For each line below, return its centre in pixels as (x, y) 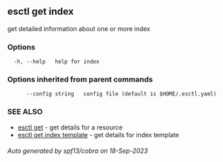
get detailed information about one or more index (79, 28)
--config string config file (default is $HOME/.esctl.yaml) (121, 94)
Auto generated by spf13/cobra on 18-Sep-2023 (78, 151)
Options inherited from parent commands (80, 79)
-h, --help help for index (57, 62)
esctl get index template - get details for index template (98, 134)
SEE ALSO (25, 112)
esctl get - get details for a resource (70, 127)
